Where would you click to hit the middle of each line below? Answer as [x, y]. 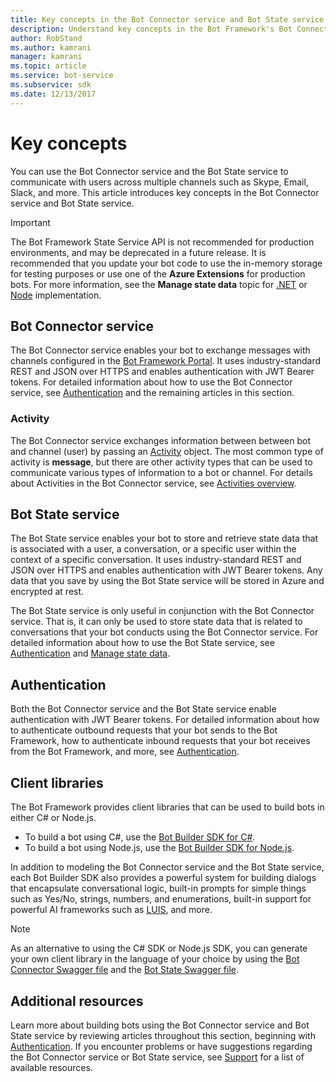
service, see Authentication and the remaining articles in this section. [152, 393]
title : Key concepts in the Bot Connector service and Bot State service [167, 19]
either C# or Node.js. [53, 818]
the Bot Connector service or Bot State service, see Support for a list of [157, 1057]
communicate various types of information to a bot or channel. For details [161, 472]
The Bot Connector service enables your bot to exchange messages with [160, 350]
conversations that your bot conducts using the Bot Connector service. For [164, 632]
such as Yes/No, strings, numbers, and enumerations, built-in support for [161, 899]
